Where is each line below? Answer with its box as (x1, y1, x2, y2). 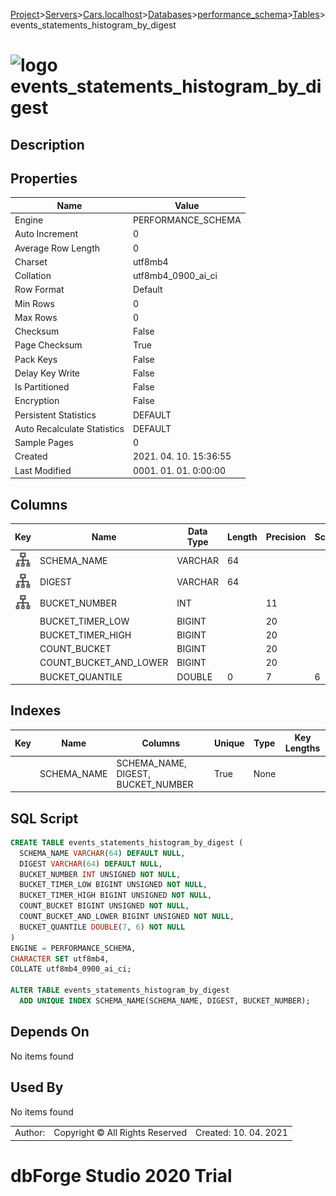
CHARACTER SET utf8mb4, (10, 954, 110, 964)
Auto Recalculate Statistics (14, 422, 125, 434)
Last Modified (14, 464, 72, 476)
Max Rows (14, 311, 58, 323)
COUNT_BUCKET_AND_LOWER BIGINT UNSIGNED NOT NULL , (19, 912, 235, 922)
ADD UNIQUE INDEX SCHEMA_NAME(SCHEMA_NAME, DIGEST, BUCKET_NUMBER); (19, 996, 311, 1006)
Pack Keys (14, 353, 58, 365)
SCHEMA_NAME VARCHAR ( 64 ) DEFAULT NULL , (19, 848, 186, 858)
